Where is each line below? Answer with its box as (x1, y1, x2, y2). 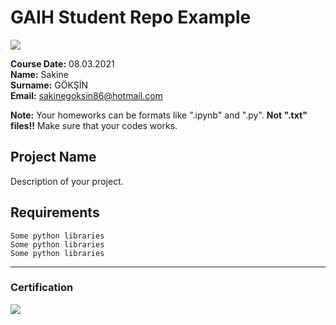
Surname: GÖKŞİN (10, 79, 88, 91)
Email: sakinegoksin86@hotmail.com (10, 89, 163, 101)
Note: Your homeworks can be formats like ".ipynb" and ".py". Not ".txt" (10, 109, 308, 121)
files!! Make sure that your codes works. (10, 119, 178, 131)
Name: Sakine (10, 68, 69, 80)
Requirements (10, 204, 100, 221)
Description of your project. (10, 175, 124, 187)
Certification (10, 281, 74, 295)
